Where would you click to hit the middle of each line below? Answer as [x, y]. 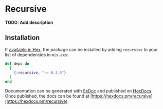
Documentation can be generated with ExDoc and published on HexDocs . [79, 91]
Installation [22, 38]
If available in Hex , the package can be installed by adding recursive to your [81, 49]
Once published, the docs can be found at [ [49, 96]
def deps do [17, 64]
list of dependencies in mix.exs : [37, 54]
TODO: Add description [29, 22]
